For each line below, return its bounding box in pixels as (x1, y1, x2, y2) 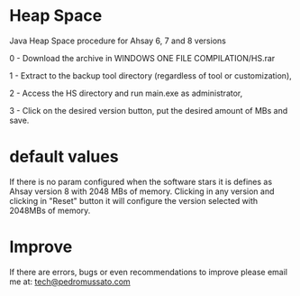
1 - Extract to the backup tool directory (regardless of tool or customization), (9, 69, 293, 81)
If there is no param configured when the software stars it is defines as (9, 176, 273, 187)
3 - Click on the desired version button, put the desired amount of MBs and (9, 105, 288, 116)
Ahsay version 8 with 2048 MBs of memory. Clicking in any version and (9, 186, 275, 197)
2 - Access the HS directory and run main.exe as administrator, (9, 88, 243, 98)
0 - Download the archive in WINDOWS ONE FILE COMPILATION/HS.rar (9, 52, 276, 63)
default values (9, 146, 119, 167)
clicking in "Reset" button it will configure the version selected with (9, 195, 259, 206)
